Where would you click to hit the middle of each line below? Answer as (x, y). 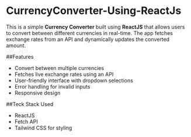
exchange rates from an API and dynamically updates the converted (88, 39)
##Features (20, 57)
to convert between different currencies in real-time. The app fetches (90, 33)
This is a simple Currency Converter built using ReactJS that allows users (95, 27)
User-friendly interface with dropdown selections (74, 80)
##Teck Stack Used (30, 104)
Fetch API (26, 121)
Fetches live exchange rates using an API (64, 74)
